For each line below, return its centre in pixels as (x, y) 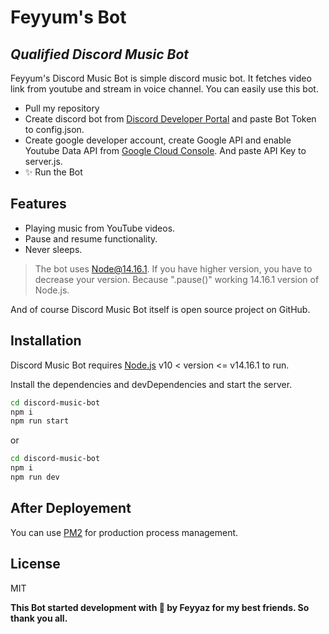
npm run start (40, 421)
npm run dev (35, 477)
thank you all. (39, 618)
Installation (46, 341)
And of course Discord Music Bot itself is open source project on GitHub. (160, 309)
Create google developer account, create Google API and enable (158, 140)
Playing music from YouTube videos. (100, 228)
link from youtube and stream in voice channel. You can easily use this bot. (164, 89)
